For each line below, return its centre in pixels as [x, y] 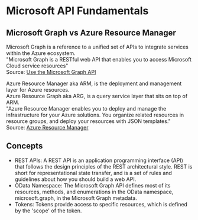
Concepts [25, 146]
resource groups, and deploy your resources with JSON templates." [89, 121]
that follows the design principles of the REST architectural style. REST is [103, 166]
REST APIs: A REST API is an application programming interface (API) [99, 160]
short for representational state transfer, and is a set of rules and [93, 173]
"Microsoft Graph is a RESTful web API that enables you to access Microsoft [99, 59]
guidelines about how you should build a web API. [75, 179]
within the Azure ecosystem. [41, 53]
